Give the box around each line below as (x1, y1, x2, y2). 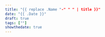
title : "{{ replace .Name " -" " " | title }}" (5, 7, 101, 12)
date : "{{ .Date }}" (5, 12, 47, 16)
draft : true (5, 16, 29, 21)
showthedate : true (5, 25, 42, 30)
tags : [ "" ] (5, 20, 27, 25)
